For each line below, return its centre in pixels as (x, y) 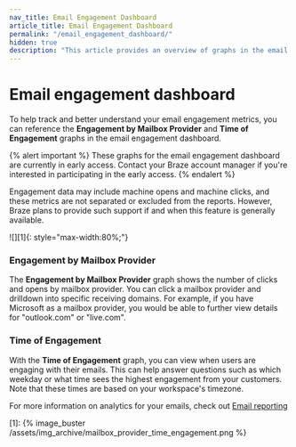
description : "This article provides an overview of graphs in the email (149, 51)
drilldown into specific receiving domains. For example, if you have (132, 298)
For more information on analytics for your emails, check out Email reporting (148, 405)
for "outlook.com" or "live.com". (68, 318)
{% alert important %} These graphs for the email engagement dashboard (144, 156)
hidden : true (33, 42)
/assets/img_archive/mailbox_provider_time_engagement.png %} (128, 432)
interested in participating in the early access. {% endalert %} (122, 175)
